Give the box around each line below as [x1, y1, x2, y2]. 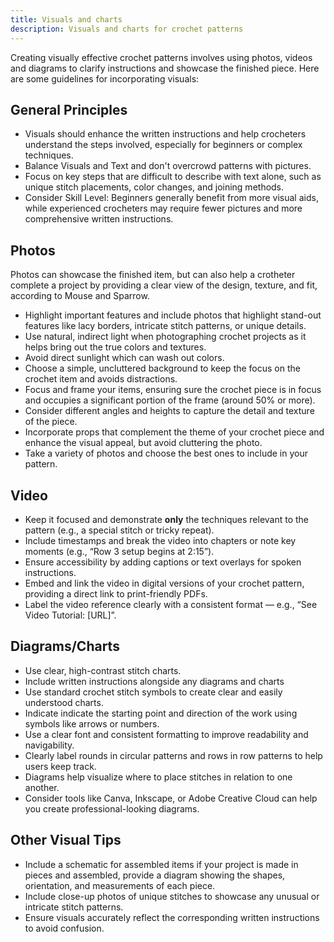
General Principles [10, 101, 128, 118]
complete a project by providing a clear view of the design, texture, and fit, [10, 279, 318, 291]
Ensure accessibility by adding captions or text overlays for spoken [24, 556, 302, 568]
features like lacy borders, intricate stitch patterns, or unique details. [24, 320, 307, 332]
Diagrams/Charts [10, 638, 120, 655]
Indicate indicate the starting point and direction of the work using [24, 707, 298, 719]
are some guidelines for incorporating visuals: [10, 72, 200, 85]
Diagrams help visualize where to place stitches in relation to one [24, 771, 293, 783]
